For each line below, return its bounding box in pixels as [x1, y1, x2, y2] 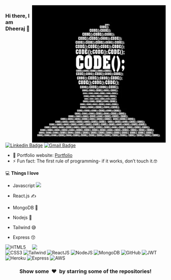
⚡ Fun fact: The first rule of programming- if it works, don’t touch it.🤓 [12, 158, 158, 164]
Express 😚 [12, 235, 36, 240]
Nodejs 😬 [12, 215, 32, 220]
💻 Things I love [5, 170, 39, 176]
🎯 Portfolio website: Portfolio [12, 152, 73, 158]
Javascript [12, 182, 35, 189]
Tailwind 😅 [12, 224, 37, 230]
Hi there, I [5, 12, 30, 19]
